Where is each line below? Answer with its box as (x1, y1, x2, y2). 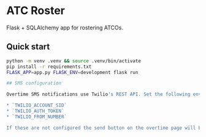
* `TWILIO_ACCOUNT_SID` (6, 102, 67, 109)
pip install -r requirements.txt (6, 64, 92, 70)
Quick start (6, 42, 50, 52)
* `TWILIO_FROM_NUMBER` (6, 114, 67, 120)
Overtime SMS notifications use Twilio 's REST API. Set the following (6, 91, 191, 98)
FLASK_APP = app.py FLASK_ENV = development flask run (6, 69, 139, 75)
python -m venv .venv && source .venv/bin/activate (6, 57, 141, 64)
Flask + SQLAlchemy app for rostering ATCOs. (6, 24, 124, 31)
